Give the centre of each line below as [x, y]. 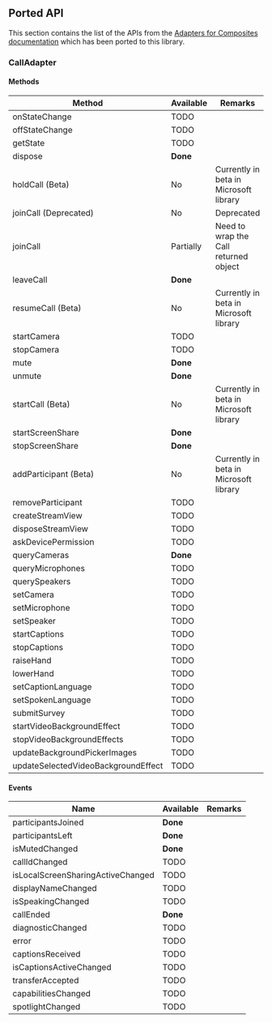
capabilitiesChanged [52, 994]
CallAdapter [32, 62]
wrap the [232, 236]
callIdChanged [40, 862]
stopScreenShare [45, 445]
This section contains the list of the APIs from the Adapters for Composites [133, 32]
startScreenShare [46, 433]
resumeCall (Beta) [47, 308]
